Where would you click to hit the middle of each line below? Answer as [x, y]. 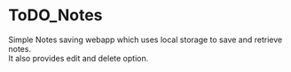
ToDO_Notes [55, 15]
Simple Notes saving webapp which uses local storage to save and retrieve [145, 40]
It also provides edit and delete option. [79, 58]
